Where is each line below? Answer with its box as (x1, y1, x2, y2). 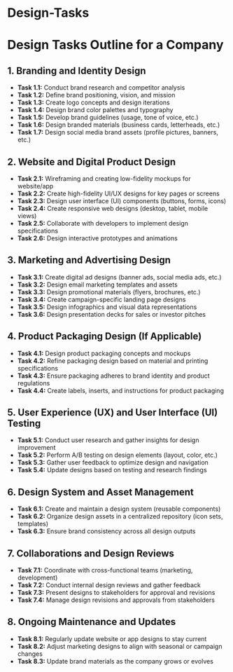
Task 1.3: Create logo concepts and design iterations (17, 98, 170, 107)
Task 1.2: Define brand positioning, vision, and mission (17, 91, 176, 100)
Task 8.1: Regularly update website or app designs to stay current (17, 634, 207, 643)
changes (17, 650, 43, 658)
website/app (17, 182, 54, 190)
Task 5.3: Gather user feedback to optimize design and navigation (17, 458, 209, 467)
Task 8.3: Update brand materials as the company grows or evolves (17, 657, 213, 665)
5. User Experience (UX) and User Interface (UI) (7, 406, 218, 418)
